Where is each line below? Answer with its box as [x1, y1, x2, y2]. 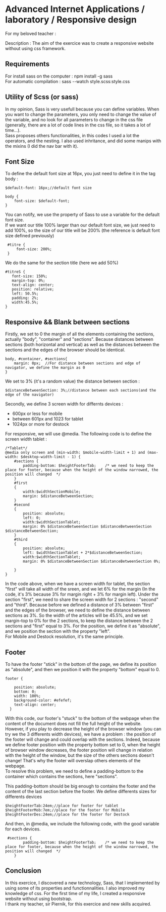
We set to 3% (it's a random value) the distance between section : [5, 378, 140, 384]
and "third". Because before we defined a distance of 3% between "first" [5, 602, 155, 608]
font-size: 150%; [11, 274, 48, 279]
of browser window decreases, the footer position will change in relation [5, 747, 153, 753]
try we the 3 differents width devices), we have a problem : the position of [5, 731, 156, 737]
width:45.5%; [11, 300, 39, 305]
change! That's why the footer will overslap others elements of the [5, 758, 141, 763]
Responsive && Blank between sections [5, 317, 130, 326]
